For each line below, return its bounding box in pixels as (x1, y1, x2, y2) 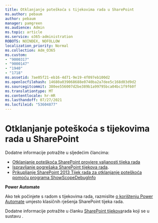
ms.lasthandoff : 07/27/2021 (5, 98, 62, 103)
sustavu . (5, 213, 23, 219)
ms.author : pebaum (5, 12, 42, 17)
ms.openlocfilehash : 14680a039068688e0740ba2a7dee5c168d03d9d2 (5, 79, 137, 84)
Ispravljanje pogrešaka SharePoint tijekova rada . (12, 164, 109, 170)
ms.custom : (5, 52, 27, 57)
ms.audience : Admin (5, 25, 45, 30)
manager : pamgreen (5, 20, 42, 26)
